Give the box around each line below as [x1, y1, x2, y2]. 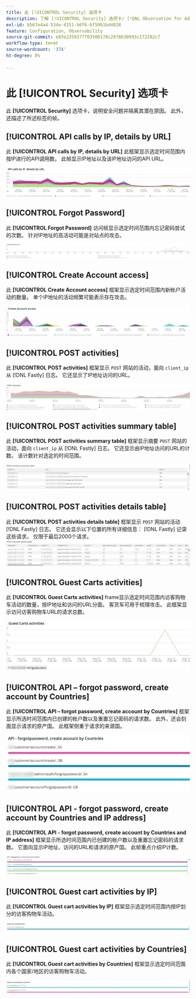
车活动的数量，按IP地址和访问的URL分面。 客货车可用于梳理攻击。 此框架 [6, 601, 182, 608]
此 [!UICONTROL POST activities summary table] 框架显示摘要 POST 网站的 [6, 437, 187, 444]
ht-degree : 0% [6, 53, 41, 59]
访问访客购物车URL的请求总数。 [10, 608, 88, 615]
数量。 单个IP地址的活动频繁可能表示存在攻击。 [16, 293, 130, 301]
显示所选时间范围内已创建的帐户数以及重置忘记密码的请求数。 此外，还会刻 [6, 715, 187, 722]
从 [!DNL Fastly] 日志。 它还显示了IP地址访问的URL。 [6, 372, 133, 379]
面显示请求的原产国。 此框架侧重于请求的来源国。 [6, 722, 125, 729]
